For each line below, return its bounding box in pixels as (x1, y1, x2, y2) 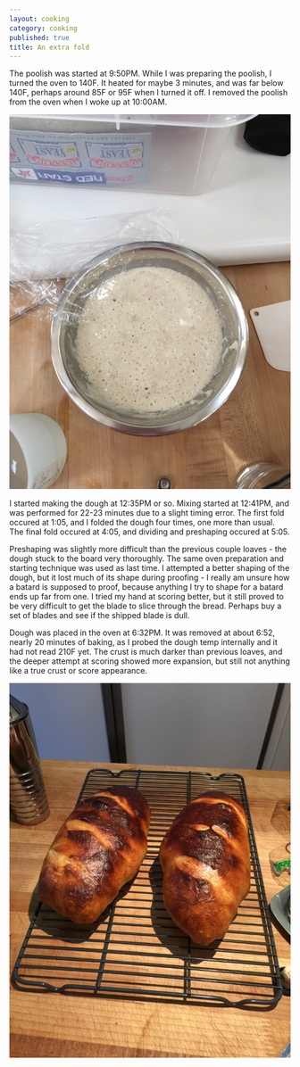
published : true (9, 33, 70, 42)
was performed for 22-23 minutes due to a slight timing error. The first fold (9, 508, 285, 518)
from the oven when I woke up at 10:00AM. (9, 96, 168, 107)
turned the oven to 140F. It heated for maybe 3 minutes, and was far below (9, 78, 284, 88)
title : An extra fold (9, 43, 90, 52)
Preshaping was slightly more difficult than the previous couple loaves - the (9, 544, 287, 555)
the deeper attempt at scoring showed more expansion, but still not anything (9, 656, 290, 666)
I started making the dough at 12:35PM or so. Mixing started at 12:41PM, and (9, 498, 290, 509)
